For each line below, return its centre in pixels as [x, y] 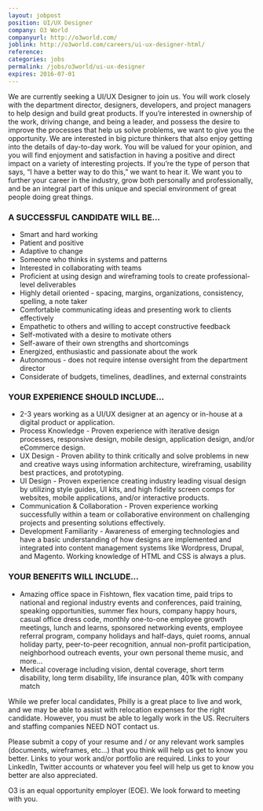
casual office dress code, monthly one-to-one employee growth [123, 619]
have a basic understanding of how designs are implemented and [125, 539]
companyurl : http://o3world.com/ [63, 37]
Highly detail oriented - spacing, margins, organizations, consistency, [131, 293]
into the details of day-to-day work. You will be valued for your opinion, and [130, 146]
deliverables [57, 284]
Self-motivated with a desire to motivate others [95, 335]
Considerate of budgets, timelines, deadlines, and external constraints [133, 376]
